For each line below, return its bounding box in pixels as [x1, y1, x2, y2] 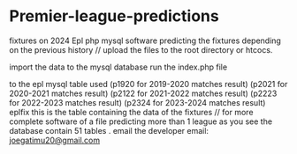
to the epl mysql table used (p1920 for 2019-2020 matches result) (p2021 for [9, 78, 288, 89]
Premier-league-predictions [9, 6, 219, 26]
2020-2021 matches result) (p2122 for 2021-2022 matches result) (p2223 [9, 88, 278, 99]
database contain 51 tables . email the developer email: [9, 125, 209, 136]
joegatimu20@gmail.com [9, 135, 100, 145]
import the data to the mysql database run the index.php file [9, 62, 228, 72]
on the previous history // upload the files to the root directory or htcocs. [9, 44, 273, 55]
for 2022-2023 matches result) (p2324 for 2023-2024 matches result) [9, 97, 266, 107]
